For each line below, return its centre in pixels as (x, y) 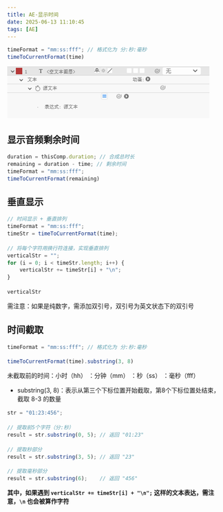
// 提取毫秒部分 (27, 471)
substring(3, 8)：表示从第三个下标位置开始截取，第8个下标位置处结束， (118, 390)
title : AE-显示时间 (33, 15)
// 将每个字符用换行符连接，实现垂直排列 (58, 248)
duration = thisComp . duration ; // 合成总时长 (71, 157)
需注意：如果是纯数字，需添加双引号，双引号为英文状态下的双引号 (100, 306)
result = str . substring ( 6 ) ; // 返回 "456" (73, 479)
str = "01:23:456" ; (35, 413)
